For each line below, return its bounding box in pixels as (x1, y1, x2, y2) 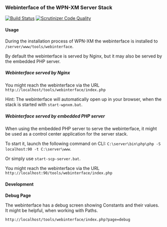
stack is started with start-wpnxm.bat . (5, 101, 83, 107)
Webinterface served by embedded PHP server (5, 113, 105, 119)
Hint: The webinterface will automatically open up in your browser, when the (5, 96, 162, 102)
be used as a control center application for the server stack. (5, 131, 128, 137)
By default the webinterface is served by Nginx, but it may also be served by (5, 53, 163, 59)
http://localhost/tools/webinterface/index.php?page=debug (5, 217, 131, 222)
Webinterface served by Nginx (5, 69, 70, 76)
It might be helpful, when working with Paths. (5, 207, 98, 213)
